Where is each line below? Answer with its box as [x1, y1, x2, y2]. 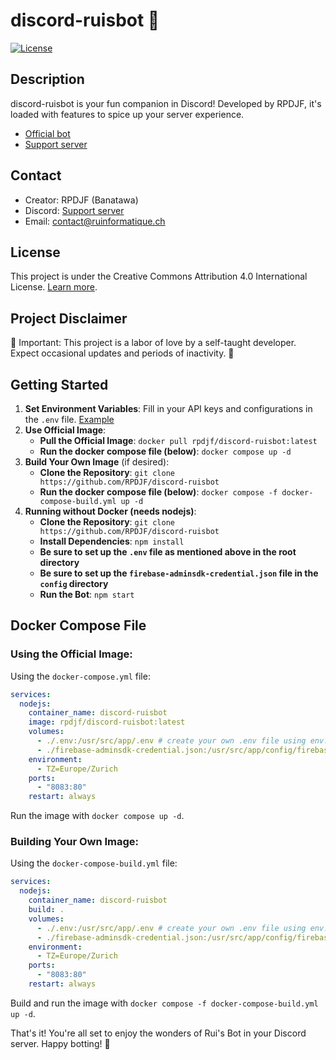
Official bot [24, 127, 71, 139]
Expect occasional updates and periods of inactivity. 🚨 [10, 347, 235, 359]
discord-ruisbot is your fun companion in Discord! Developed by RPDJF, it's [10, 97, 322, 109]
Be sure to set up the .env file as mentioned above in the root [39, 546, 297, 558]
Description [10, 71, 85, 88]
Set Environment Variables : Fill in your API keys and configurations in [24, 403, 313, 414]
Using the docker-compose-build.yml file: [10, 857, 178, 869]
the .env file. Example [24, 414, 115, 425]
